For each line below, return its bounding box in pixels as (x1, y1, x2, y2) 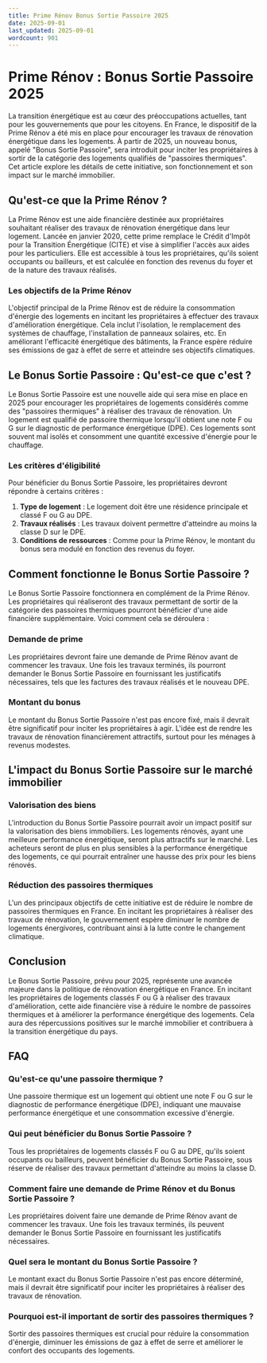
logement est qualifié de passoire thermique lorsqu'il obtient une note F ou (8, 415, 253, 425)
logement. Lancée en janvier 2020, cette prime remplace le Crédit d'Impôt (8, 231, 250, 241)
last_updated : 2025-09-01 (8, 26, 94, 34)
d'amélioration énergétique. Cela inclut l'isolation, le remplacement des (8, 320, 241, 330)
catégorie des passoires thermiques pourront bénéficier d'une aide (8, 605, 228, 615)
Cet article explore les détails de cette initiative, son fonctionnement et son (8, 162, 253, 172)
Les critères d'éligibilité (8, 460, 101, 472)
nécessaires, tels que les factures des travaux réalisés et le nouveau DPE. (8, 677, 250, 686)
